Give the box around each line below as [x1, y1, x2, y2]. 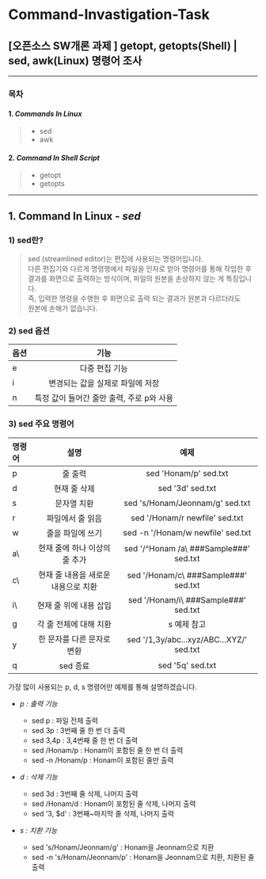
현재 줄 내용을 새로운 [38, 569, 111, 580]
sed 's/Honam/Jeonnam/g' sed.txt [123, 497, 251, 508]
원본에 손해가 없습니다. [27, 303, 98, 314]
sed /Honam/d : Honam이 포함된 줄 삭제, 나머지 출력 [31, 798, 196, 809]
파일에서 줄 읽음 [46, 512, 103, 523]
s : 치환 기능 [19, 825, 58, 835]
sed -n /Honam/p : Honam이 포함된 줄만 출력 [31, 755, 174, 765]
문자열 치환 [55, 497, 94, 508]
